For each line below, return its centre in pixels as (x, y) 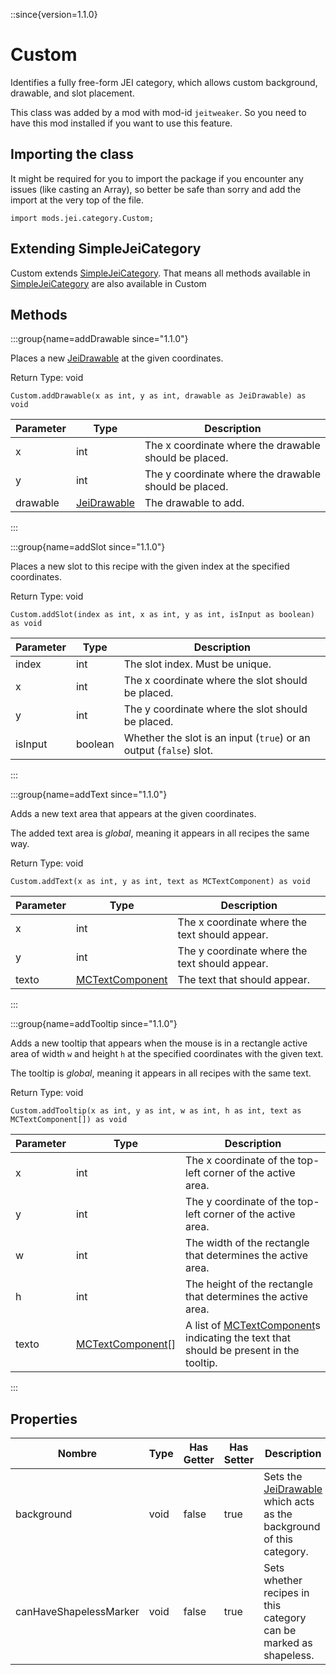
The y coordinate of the (240, 1202)
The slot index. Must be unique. (197, 664)
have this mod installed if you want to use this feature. (121, 123)
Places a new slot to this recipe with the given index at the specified (150, 566)
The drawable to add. (194, 503)
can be (280, 1631)
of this (278, 1539)
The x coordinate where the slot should (215, 681)
